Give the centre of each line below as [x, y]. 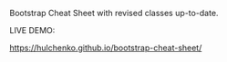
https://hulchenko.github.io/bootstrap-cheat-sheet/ [106, 48]
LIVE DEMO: [32, 30]
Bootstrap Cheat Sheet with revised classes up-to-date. [114, 13]
